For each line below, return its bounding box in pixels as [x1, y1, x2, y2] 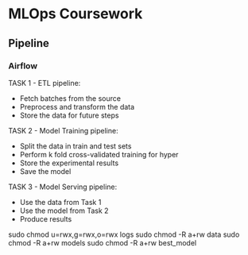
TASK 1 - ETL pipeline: [8, 78, 81, 87]
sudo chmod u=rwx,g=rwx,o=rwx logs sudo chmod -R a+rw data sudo [8, 230, 240, 239]
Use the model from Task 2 [19, 206, 109, 215]
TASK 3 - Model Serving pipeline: [8, 182, 118, 191]
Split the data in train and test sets [19, 141, 132, 151]
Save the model [19, 166, 72, 176]
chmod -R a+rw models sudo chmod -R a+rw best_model [8, 238, 197, 247]
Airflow [8, 60, 38, 71]
